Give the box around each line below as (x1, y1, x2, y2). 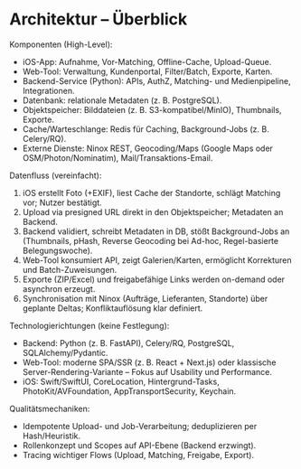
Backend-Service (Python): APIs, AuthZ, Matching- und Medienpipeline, (22, 75, 291, 86)
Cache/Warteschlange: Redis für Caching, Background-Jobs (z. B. (22, 123, 269, 135)
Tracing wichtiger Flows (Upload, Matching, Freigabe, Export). (22, 449, 255, 460)
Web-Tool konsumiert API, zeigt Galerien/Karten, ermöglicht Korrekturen (22, 254, 292, 266)
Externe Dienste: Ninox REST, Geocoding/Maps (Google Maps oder (22, 143, 274, 154)
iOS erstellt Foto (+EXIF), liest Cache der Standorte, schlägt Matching (22, 187, 281, 198)
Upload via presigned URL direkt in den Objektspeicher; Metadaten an (22, 206, 284, 217)
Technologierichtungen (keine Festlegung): (9, 320, 170, 331)
